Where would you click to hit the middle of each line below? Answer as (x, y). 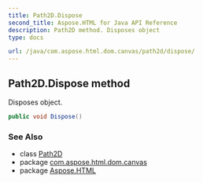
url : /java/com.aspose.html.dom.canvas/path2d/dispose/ (101, 52)
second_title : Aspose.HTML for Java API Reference (93, 23)
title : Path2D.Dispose (45, 15)
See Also (26, 137)
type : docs (26, 37)
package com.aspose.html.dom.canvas (83, 163)
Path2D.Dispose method (69, 83)
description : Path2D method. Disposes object (84, 30)
